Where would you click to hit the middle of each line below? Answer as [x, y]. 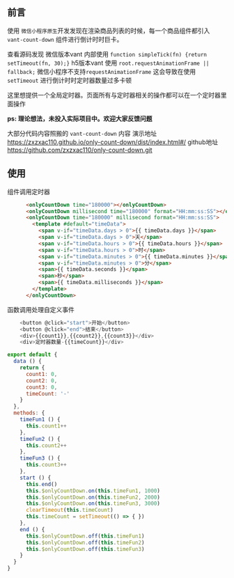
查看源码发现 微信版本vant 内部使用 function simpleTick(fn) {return [107, 54]
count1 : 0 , [41, 374]
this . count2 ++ [46, 445]
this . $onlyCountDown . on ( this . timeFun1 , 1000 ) [93, 491]
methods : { [29, 413]
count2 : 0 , [41, 381]
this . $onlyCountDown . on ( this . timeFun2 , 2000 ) [93, 497]
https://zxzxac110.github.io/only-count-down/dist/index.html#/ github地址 [112, 142]
